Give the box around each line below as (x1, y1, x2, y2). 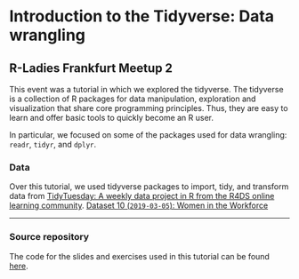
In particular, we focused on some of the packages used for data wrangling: (9, 130, 287, 139)
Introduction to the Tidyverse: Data (9, 6, 274, 27)
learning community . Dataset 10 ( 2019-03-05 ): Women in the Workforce (9, 200, 269, 211)
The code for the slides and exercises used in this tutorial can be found (9, 251, 270, 261)
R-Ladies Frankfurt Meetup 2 (9, 60, 174, 76)
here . (9, 260, 28, 271)
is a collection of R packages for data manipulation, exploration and (9, 93, 256, 104)
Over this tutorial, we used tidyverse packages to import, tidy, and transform (9, 181, 289, 192)
